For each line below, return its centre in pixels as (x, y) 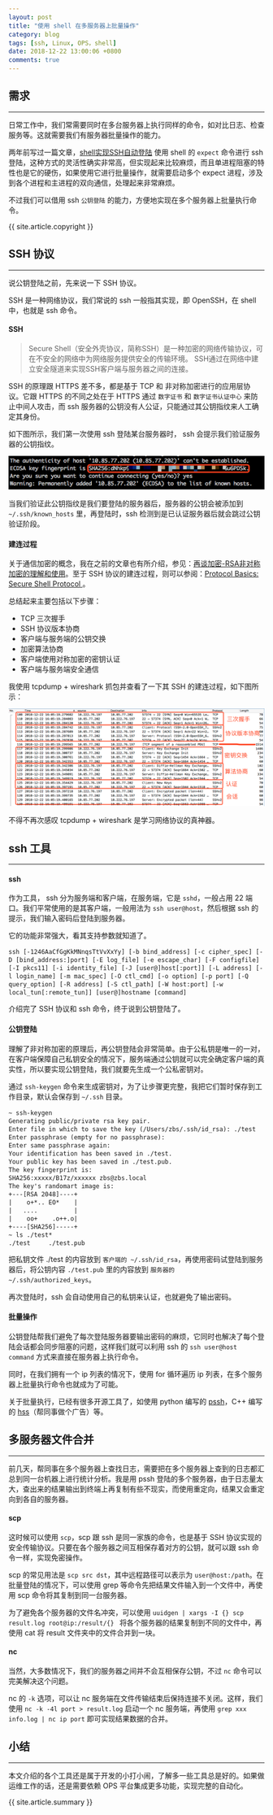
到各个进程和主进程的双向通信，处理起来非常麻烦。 (94, 182)
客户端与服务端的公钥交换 (63, 639)
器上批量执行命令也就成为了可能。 (65, 1384)
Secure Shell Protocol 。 (49, 584)
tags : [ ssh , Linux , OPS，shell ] (63, 43)
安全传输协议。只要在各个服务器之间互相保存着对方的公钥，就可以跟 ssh (129, 1547)
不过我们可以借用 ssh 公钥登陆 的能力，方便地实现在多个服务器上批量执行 (129, 200)
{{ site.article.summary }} (51, 1802)
